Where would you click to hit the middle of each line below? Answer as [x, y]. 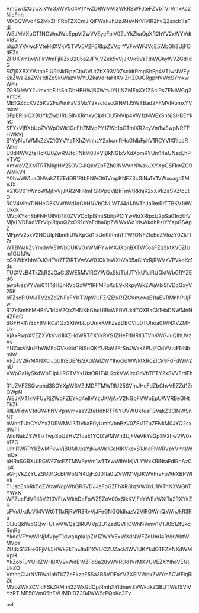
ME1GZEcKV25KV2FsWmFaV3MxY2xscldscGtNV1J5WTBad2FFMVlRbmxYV [99, 103]
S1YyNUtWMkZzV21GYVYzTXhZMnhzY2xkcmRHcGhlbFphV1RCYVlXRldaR [97, 141]
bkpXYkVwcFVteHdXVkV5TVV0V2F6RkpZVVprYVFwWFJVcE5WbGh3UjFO [99, 46]
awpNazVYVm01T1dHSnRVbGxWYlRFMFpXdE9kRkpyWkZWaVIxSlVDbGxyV [99, 285]
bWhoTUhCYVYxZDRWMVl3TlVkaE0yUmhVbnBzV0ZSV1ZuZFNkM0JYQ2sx [99, 423]
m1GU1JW [18, 254]
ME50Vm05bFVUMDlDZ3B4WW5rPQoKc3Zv [76, 593]
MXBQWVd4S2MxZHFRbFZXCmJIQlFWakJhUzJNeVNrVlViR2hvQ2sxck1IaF [98, 21]
